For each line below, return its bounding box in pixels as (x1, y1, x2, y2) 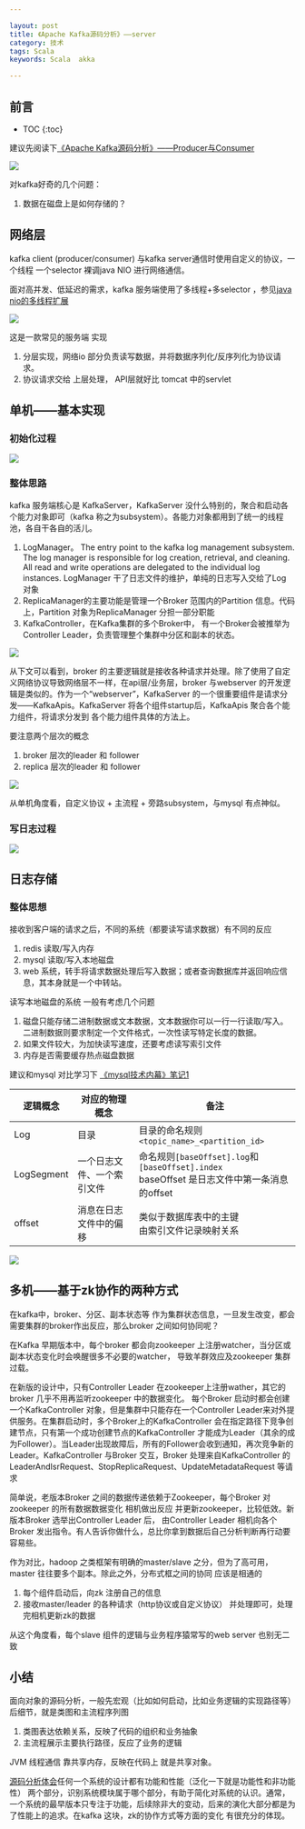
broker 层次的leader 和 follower (22, 749, 140, 760)
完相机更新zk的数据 (22, 1610, 96, 1621)
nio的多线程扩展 (9, 295, 70, 305)
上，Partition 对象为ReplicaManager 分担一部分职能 (22, 606, 215, 617)
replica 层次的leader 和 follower (22, 761, 141, 772)
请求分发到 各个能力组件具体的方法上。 (48, 711, 195, 722)
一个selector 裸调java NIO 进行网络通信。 (34, 265, 190, 275)
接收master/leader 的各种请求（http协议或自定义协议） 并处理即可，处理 (22, 1598, 293, 1609)
